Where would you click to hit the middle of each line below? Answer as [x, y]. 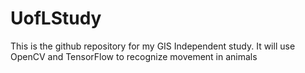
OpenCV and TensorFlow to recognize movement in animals [134, 56]
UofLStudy [56, 18]
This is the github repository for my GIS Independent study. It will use [153, 46]
